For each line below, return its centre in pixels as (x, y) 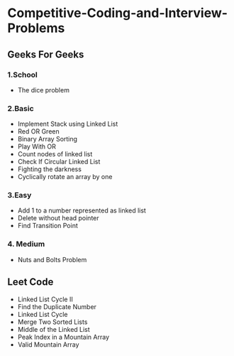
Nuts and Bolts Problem (52, 259)
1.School (22, 75)
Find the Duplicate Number (57, 306)
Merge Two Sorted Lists (52, 322)
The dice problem (43, 90)
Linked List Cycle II (45, 299)
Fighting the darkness (49, 169)
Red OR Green (39, 131)
